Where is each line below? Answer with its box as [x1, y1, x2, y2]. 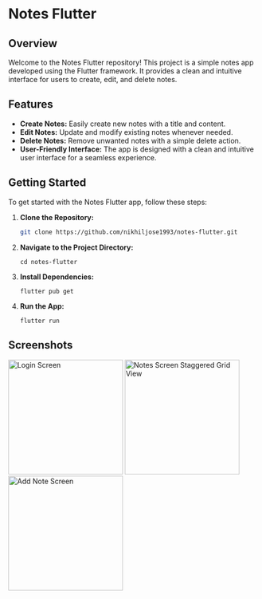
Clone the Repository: [19, 212, 94, 222]
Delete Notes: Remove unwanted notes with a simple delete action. [19, 136, 241, 145]
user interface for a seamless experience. [19, 152, 157, 162]
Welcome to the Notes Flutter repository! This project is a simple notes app [8, 57, 254, 67]
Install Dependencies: [19, 272, 94, 282]
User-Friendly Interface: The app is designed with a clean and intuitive [19, 144, 255, 154]
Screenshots [8, 338, 73, 352]
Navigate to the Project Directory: [19, 242, 134, 252]
